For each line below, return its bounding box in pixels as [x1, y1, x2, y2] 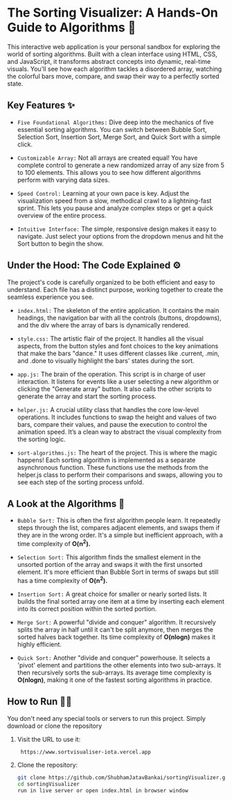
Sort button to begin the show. [17, 239, 104, 248]
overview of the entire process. [17, 211, 107, 219]
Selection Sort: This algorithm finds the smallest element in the [17, 553, 201, 561]
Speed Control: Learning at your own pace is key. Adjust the [17, 189, 190, 197]
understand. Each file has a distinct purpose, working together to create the [7, 285, 224, 293]
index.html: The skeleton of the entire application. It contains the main [17, 306, 220, 314]
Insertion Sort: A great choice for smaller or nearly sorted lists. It [17, 590, 207, 598]
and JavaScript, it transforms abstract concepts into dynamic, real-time [7, 57, 211, 65]
